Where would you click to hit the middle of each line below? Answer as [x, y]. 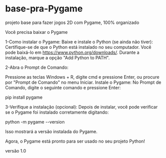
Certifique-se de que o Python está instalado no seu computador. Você [78, 47]
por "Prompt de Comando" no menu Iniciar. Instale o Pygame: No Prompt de [83, 82]
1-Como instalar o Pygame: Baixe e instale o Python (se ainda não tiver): [79, 42]
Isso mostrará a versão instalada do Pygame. [51, 131]
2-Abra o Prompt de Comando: [37, 67]
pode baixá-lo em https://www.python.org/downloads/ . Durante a [72, 52]
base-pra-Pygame [44, 9]
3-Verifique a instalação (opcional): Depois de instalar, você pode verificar [82, 107]
